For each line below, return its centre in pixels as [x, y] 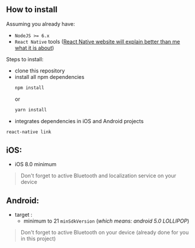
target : [23, 215]
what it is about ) [34, 48]
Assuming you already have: [40, 24]
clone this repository [40, 71]
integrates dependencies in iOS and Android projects [79, 121]
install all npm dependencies [49, 77]
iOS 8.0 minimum [35, 164]
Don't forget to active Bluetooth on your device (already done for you [105, 233]
